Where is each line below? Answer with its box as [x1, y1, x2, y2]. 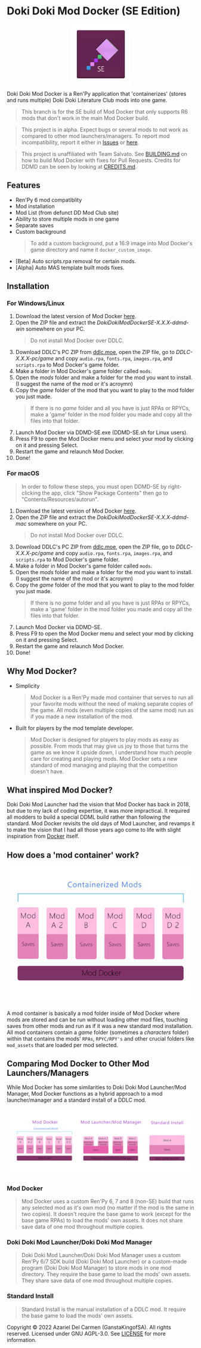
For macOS [7, 469, 40, 478]
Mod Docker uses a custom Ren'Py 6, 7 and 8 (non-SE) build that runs [21, 1197, 194, 1204]
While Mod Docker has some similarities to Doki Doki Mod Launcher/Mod [7, 1084, 187, 1091]
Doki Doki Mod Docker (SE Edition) [7, 4, 181, 18]
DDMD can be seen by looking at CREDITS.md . [21, 163, 137, 170]
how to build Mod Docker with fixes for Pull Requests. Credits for [21, 157, 181, 164]
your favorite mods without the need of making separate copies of [30, 700, 193, 707]
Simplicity [15, 682, 40, 689]
